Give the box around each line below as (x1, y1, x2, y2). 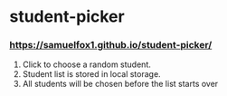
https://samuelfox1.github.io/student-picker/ (9, 39, 213, 52)
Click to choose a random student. (22, 59, 151, 70)
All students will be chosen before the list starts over (22, 79, 219, 90)
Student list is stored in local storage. (22, 69, 161, 80)
